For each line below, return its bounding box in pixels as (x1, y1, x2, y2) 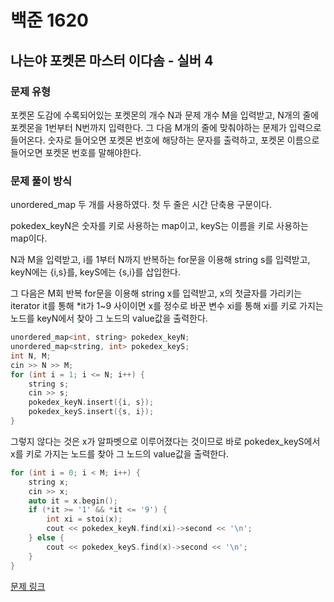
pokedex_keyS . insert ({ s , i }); (28, 407, 155, 417)
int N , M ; (10, 351, 52, 361)
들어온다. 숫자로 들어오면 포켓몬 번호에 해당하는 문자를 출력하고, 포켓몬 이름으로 (10, 134, 320, 146)
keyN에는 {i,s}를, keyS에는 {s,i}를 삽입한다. (10, 266, 181, 278)
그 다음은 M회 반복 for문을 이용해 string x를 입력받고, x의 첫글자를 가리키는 (10, 287, 303, 300)
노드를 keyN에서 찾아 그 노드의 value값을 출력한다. (10, 312, 208, 325)
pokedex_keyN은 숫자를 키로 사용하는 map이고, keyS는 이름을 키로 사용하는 (10, 220, 309, 232)
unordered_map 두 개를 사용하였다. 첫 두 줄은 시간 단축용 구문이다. (10, 199, 273, 211)
